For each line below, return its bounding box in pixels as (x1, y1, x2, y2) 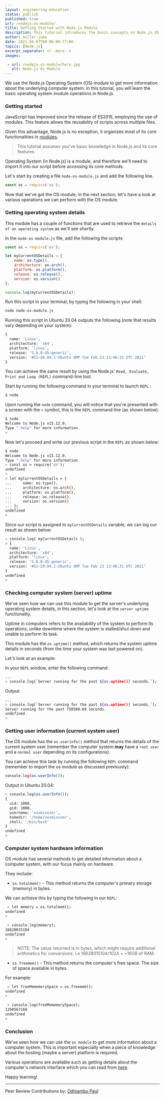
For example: (5, 975, 32, 981)
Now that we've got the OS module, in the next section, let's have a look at (5, 192, 156, 198)
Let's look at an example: (5, 655, 56, 661)
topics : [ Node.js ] (5, 44, 43, 49)
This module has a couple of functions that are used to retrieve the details (5, 220, 157, 226)
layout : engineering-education (5, 7, 69, 12)
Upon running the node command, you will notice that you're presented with (5, 402, 158, 408)
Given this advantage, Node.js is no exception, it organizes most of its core (5, 129, 157, 135)
